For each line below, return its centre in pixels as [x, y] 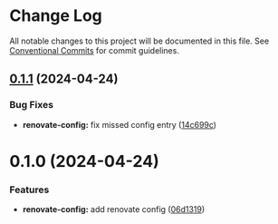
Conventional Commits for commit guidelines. [94, 50]
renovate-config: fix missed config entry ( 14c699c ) [120, 124]
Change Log [56, 16]
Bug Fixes [32, 105]
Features [29, 190]
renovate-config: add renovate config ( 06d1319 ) [114, 209]
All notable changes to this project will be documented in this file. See [139, 41]
